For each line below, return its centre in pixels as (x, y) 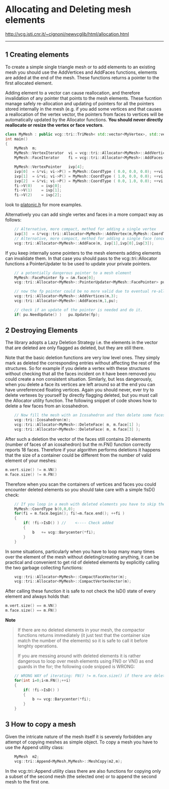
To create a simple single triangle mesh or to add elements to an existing (80, 67)
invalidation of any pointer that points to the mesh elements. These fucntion (83, 98)
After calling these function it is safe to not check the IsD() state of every (80, 591)
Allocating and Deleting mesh (68, 9)
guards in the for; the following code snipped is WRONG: (76, 667)
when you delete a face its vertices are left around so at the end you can (80, 385)
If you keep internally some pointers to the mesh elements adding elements (83, 253)
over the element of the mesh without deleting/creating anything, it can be (82, 556)
